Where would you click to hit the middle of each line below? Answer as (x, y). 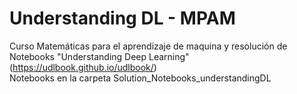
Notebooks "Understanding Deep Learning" (99, 56)
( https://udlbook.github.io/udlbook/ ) (83, 67)
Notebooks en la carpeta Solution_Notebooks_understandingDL (140, 78)
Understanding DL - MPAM (122, 18)
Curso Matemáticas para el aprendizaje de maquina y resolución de (148, 46)
